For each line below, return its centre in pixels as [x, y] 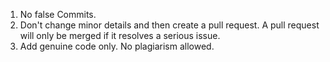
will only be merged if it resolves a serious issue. [120, 35]
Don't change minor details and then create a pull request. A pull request [169, 25]
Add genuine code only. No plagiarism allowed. [117, 46]
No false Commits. [58, 14]
